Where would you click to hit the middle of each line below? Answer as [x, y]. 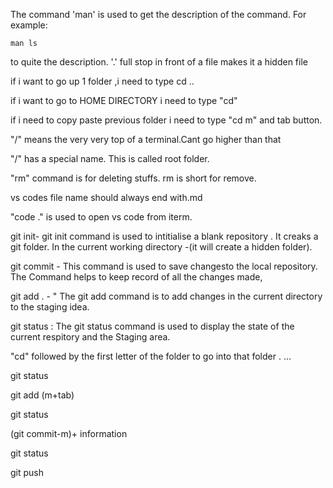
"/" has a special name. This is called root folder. [110, 158]
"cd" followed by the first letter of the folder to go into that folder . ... [151, 356]
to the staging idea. [50, 307]
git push [27, 472]
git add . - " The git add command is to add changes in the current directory [166, 296]
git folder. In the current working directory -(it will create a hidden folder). [161, 247]
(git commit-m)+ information [69, 433]
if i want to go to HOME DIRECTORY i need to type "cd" [124, 100]
